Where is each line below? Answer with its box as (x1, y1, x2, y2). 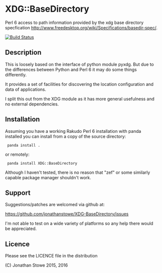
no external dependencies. (5, 101, 59, 107)
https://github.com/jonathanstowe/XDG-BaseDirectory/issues (5, 211, 129, 217)
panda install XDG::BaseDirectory (7, 161, 78, 166)
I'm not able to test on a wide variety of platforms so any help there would (5, 221, 154, 227)
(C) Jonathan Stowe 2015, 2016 (5, 262, 68, 268)
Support (5, 189, 31, 197)
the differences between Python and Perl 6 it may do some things (5, 66, 137, 72)
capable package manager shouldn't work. (5, 174, 91, 180)
